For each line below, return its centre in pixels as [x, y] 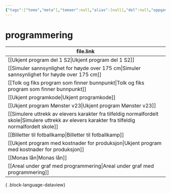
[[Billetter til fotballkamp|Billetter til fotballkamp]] [66, 135]
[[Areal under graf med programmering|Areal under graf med [81, 166]
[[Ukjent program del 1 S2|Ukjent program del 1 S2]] [71, 60]
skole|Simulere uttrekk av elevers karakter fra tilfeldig [72, 120]
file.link [85, 51]
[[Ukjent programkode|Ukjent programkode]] [62, 97]
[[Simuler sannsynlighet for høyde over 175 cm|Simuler [74, 68]
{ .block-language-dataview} [35, 185]
